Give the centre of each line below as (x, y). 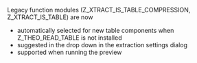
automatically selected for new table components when (95, 30)
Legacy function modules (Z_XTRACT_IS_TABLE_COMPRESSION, (99, 10)
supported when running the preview (69, 52)
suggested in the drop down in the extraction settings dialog (102, 45)
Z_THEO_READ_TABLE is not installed (69, 38)
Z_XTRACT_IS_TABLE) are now (50, 17)
